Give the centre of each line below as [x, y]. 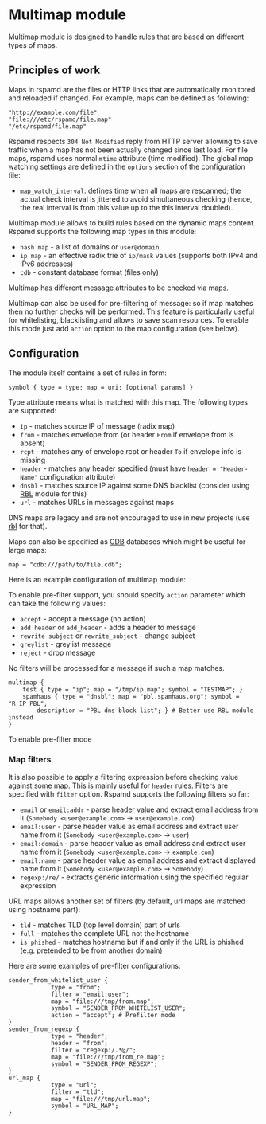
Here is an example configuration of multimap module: [97, 579]
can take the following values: [57, 603]
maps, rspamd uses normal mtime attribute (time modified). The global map [131, 158]
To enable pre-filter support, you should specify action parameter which [127, 594]
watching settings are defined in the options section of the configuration [127, 166]
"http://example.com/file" [53, 112]
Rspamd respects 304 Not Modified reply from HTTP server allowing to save [133, 141]
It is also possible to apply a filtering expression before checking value [123, 777]
